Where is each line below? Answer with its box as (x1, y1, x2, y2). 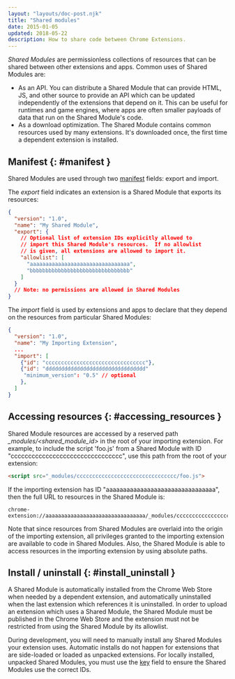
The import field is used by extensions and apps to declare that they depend (8, 306, 227, 314)
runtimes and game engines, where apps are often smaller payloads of (17, 106, 222, 114)
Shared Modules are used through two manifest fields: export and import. (8, 174, 219, 182)
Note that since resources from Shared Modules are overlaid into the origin (8, 524, 223, 532)
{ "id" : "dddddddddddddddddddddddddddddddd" (20, 366, 149, 373)
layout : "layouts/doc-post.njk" (8, 10, 102, 17)
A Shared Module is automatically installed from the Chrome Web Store (8, 585, 213, 594)
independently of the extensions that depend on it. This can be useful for (17, 98, 228, 107)
